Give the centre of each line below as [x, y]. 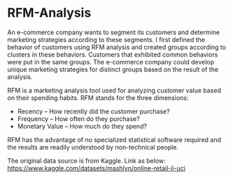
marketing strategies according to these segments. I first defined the [106, 39]
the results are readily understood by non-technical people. [93, 147]
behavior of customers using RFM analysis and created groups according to [116, 47]
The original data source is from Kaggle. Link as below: [86, 160]
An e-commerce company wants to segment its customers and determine [114, 32]
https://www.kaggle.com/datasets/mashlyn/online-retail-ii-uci [96, 168]
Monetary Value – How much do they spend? [82, 126]
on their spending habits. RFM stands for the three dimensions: [98, 98]
